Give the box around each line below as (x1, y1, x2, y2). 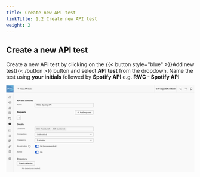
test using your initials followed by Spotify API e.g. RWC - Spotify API (6, 73, 180, 80)
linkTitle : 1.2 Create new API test (6, 15, 97, 22)
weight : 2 (6, 22, 31, 28)
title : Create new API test (6, 10, 76, 15)
